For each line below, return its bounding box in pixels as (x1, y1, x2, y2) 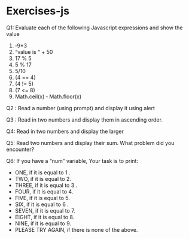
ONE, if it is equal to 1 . (14, 169, 71, 176)
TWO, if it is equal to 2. (14, 175, 72, 182)
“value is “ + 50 (14, 48, 53, 55)
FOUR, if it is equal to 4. (14, 187, 74, 195)
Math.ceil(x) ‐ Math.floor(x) (14, 93, 82, 100)
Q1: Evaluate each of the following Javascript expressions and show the (6, 24, 183, 31)
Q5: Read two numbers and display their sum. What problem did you (6, 139, 175, 146)
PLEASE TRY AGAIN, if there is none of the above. (14, 226, 138, 233)
